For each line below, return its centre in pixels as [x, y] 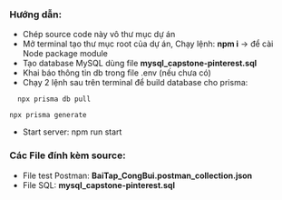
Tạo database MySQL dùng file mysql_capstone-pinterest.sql [140, 64]
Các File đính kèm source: [68, 155]
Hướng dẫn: [35, 15]
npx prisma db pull [54, 99]
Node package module [65, 54]
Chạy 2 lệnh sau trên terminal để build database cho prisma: [135, 83]
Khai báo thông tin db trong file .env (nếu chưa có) [117, 73]
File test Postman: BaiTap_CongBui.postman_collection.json [137, 175]
